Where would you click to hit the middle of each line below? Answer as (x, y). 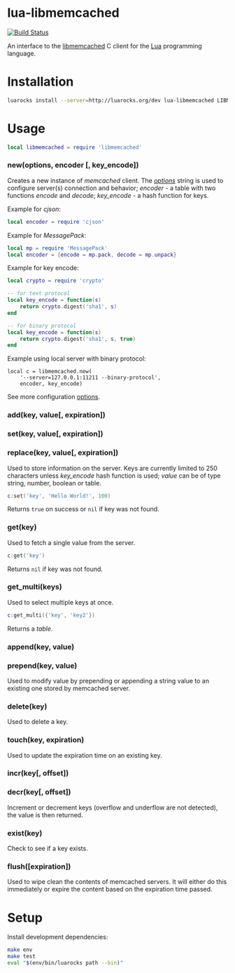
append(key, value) (41, 647)
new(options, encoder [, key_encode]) (73, 165)
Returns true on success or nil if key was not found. (83, 509)
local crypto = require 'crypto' (56, 281)
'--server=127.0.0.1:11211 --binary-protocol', (90, 378)
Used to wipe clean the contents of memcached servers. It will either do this (117, 882)
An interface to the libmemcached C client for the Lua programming (105, 46)
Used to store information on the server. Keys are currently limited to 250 (113, 468)
